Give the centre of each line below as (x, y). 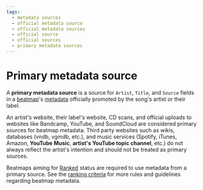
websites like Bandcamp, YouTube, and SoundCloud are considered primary (101, 124)
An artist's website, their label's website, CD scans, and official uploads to (99, 117)
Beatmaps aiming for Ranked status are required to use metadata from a (97, 168)
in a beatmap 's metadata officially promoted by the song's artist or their (96, 99)
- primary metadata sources (47, 46)
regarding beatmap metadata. (43, 180)
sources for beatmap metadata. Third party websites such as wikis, (91, 130)
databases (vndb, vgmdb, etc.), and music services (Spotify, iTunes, (92, 137)
